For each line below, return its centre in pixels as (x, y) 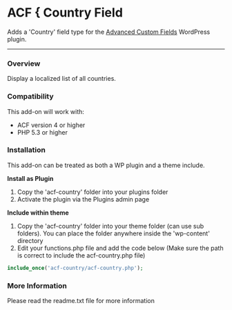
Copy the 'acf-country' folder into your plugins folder (93, 192)
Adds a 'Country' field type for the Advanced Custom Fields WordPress (109, 32)
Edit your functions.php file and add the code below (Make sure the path (120, 248)
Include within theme (38, 213)
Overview (24, 64)
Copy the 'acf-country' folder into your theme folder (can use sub (110, 226)
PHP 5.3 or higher (42, 132)
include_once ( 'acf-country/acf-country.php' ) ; (75, 268)
